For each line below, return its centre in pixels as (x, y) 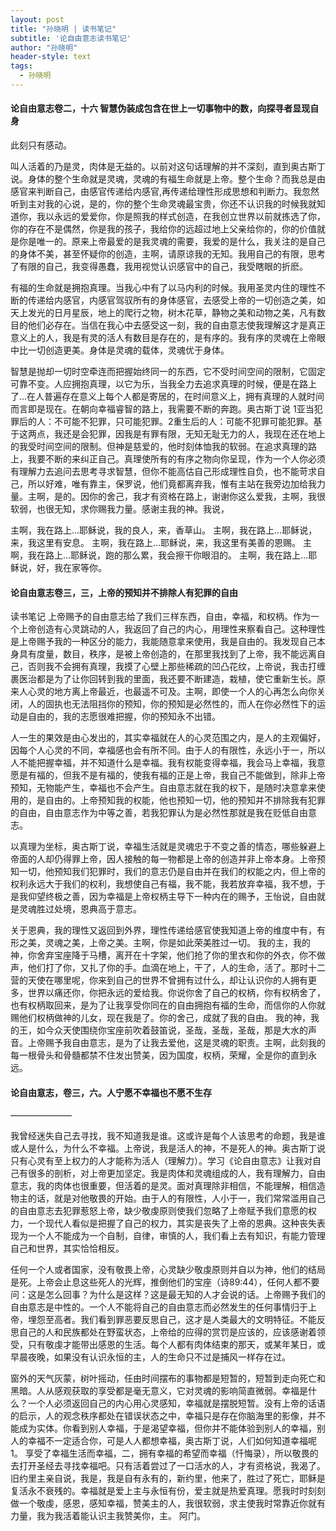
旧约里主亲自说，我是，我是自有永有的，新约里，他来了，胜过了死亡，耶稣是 (168, 1478)
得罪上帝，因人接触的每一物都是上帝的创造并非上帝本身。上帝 (189, 859)
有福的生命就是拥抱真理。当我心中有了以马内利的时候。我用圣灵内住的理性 (163, 288)
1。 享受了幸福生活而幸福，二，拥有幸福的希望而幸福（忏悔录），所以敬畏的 (164, 1453)
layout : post (37, 19)
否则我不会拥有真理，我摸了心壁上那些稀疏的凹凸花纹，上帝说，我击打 (172, 667)
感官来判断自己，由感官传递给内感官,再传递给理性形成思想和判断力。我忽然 (165, 192)
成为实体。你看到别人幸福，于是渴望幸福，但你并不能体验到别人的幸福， (167, 1428)
